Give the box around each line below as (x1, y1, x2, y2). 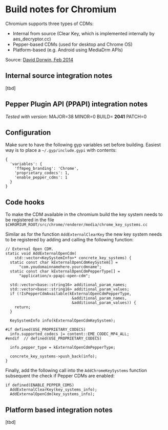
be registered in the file (5, 217, 55, 223)
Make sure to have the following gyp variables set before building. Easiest (5, 142, 161, 148)
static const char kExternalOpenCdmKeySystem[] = (10, 260, 118, 265)
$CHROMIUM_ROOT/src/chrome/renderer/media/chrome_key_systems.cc (5, 222, 148, 228)
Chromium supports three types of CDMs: (5, 20, 94, 27)
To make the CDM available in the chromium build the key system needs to (5, 211, 163, 218)
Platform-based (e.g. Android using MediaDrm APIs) (12, 47, 123, 53)
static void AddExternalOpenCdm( (5, 251, 77, 256)
